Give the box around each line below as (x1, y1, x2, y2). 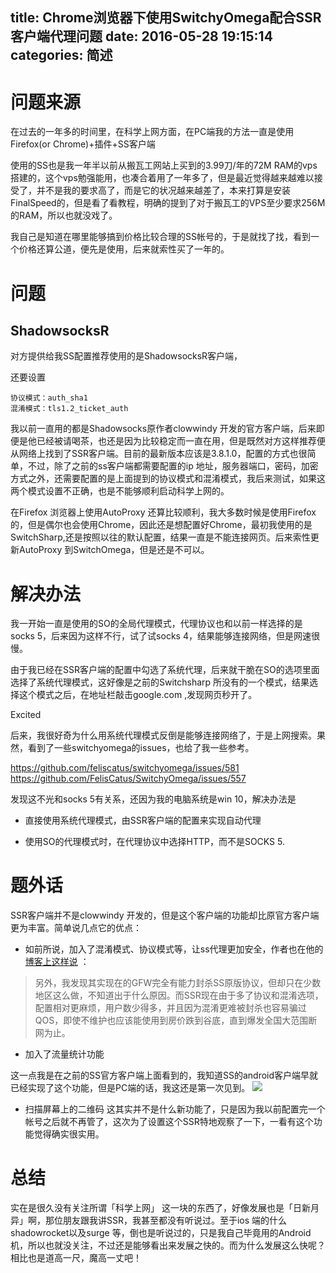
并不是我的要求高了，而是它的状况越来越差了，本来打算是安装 (36, 184, 291, 197)
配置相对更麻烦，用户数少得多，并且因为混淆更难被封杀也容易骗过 (34, 1002, 307, 1014)
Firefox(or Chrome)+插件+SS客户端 (10, 138, 156, 150)
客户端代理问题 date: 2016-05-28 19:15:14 (10, 28, 273, 45)
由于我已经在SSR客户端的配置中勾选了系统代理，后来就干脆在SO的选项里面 (10, 664, 320, 676)
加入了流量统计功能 (24, 1048, 105, 1060)
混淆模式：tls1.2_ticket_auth (10, 404, 129, 414)
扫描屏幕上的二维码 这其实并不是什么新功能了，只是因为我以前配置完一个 (24, 1103, 326, 1115)
